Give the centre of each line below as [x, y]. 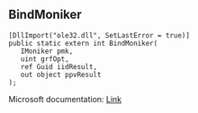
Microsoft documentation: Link [65, 99]
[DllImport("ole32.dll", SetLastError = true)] [99, 35]
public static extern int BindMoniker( [83, 43]
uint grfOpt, [45, 59]
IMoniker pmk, [47, 51]
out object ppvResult [61, 74]
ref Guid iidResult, [59, 66]
